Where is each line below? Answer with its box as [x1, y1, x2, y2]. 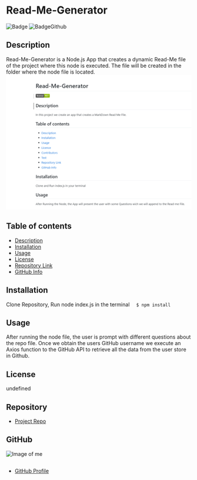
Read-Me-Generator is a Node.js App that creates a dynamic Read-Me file [6, 55, 186, 62]
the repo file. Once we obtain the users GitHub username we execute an [6, 340, 181, 347]
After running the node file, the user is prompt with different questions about [6, 333, 191, 340]
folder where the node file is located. [6, 68, 95, 75]
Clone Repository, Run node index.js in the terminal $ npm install [6, 301, 171, 308]
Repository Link [14, 261, 53, 269]
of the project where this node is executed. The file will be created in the [6, 62, 182, 69]
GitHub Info [14, 268, 43, 275]
